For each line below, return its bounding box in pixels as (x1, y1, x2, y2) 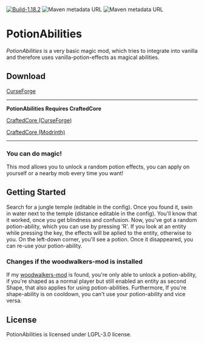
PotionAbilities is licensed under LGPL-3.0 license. (6, 330, 132, 338)
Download (6, 71, 46, 81)
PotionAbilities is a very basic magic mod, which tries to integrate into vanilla (6, 47, 198, 54)
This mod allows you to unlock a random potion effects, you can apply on (6, 163, 190, 170)
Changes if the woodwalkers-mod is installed (6, 257, 143, 266)
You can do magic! (6, 149, 63, 158)
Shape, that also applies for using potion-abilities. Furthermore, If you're (6, 284, 187, 291)
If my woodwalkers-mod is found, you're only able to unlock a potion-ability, (6, 271, 197, 279)
